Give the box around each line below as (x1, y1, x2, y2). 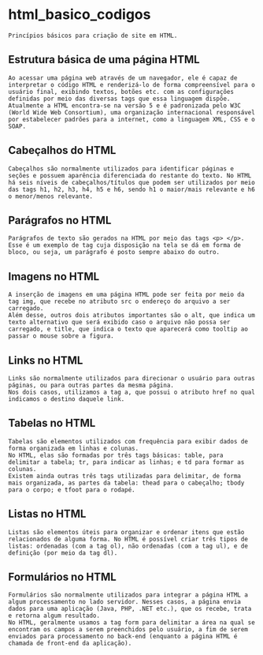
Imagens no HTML (8, 270, 100, 283)
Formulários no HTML (8, 571, 117, 584)
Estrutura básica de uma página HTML (8, 53, 200, 66)
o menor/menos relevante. (8, 192, 93, 200)
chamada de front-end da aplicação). (8, 639, 132, 648)
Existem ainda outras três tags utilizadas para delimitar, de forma (8, 472, 242, 480)
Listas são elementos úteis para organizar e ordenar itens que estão (8, 528, 245, 536)
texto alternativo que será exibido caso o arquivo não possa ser (8, 318, 231, 327)
